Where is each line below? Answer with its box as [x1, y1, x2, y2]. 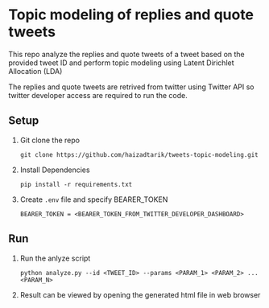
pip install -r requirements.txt [19, 180, 133, 188]
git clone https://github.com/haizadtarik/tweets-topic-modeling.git [19, 150, 259, 158]
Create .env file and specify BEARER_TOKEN [19, 195, 168, 204]
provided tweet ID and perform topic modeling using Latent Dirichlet [8, 58, 235, 68]
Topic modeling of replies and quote [8, 6, 255, 24]
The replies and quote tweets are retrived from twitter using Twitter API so [8, 82, 255, 92]
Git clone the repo [19, 135, 81, 145]
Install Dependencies [19, 165, 90, 175]
